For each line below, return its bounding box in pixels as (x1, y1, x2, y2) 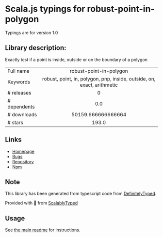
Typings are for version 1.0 (5, 30, 58, 35)
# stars (7, 119, 23, 126)
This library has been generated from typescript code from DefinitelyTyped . (5, 190, 157, 197)
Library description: (5, 44, 66, 52)
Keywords (7, 79, 31, 85)
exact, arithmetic (80, 81, 118, 88)
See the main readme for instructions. (5, 227, 81, 233)
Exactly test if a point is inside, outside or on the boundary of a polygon (5, 57, 148, 63)
